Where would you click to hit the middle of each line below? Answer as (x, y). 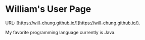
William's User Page (48, 9)
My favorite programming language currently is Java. (60, 32)
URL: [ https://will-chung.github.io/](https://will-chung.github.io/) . (73, 23)
